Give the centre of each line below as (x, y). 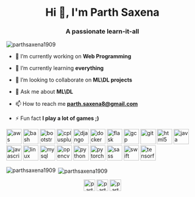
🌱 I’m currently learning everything (59, 68)
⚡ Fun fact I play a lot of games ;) (57, 119)
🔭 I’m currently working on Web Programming (73, 57)
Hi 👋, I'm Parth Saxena (102, 12)
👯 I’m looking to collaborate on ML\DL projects (74, 80)
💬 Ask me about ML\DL (44, 92)
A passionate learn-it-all (102, 32)
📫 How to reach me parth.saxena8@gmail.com (76, 104)
